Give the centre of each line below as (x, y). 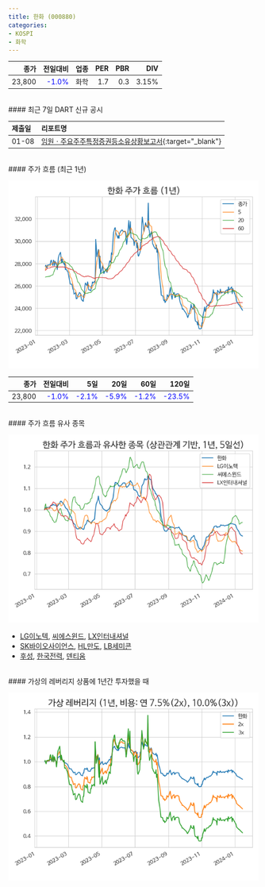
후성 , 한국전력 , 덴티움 (52, 656)
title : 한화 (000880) (42, 17)
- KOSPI (21, 33)
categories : (28, 25)
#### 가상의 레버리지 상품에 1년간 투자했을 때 (79, 681)
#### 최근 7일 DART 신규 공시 (56, 109)
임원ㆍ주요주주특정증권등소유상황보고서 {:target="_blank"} (131, 141)
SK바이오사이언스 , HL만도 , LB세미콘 (76, 646)
